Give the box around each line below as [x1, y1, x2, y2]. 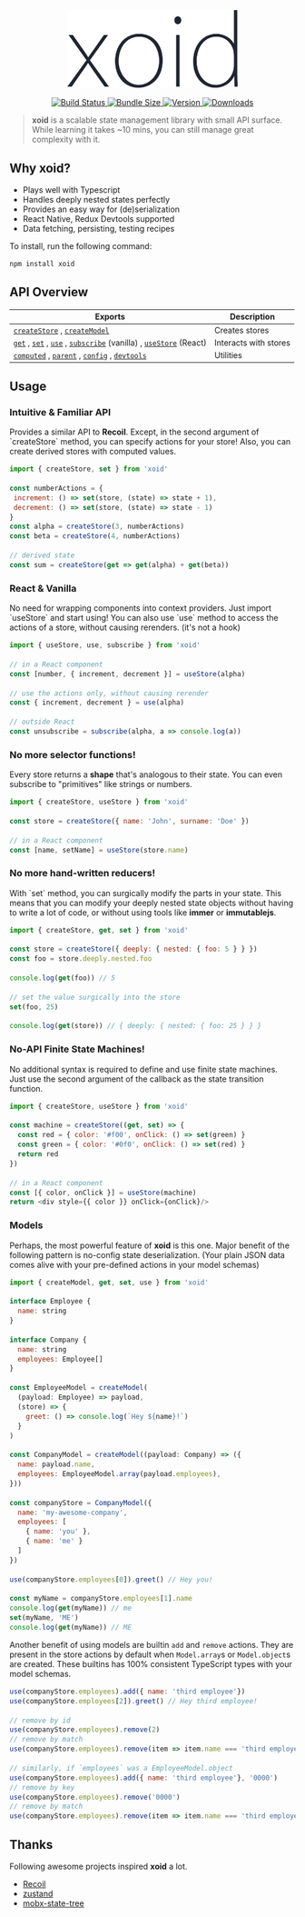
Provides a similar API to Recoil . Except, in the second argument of [9, 426, 260, 437]
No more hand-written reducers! [9, 867, 156, 880]
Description [230, 311, 275, 323]
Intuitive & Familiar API [9, 405, 112, 418]
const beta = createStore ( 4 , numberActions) [9, 532, 181, 541]
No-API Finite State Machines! [9, 1043, 145, 1055]
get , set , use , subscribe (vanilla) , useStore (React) [13, 337, 207, 348]
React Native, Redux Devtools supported [22, 214, 175, 225]
